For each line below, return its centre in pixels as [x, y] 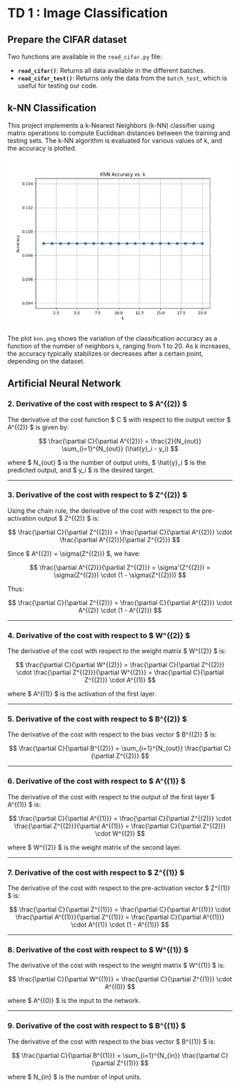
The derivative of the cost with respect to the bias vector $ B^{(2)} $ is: [112, 734]
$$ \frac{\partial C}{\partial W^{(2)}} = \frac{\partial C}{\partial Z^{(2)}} [120, 665]
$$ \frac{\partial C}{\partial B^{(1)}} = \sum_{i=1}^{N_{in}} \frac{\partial [116, 1055]
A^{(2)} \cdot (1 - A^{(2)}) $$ [120, 610]
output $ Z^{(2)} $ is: [69, 518]
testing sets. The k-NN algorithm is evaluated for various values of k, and [115, 140]
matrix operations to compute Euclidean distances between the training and [119, 133]
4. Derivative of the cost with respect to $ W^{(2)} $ [99, 635]
